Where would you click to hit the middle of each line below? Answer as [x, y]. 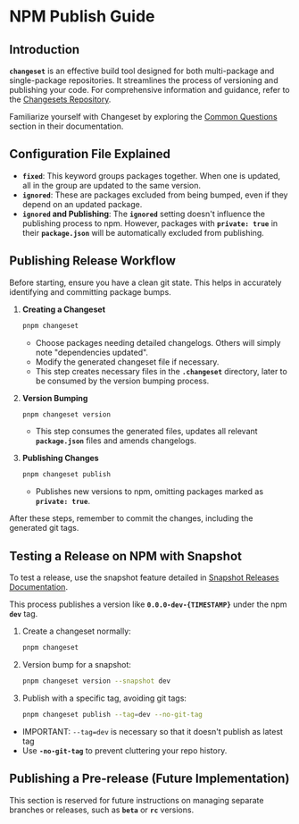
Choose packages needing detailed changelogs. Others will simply [158, 342]
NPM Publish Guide [82, 17]
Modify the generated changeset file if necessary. [127, 362]
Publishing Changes [61, 458]
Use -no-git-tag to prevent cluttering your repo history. [125, 750]
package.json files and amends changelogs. [116, 441]
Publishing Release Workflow [93, 261]
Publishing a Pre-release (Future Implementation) [149, 779]
